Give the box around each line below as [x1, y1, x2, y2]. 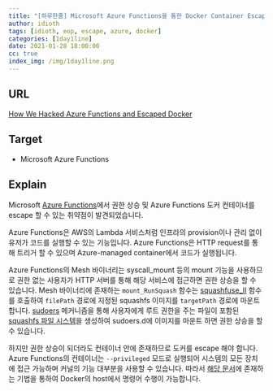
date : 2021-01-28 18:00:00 [8, 42, 100, 50]
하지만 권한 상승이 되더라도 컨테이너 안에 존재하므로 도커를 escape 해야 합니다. [8, 343, 258, 354]
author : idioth [8, 20, 60, 28]
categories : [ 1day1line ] [8, 34, 93, 43]
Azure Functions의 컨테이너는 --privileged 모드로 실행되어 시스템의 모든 [8, 354, 244, 363]
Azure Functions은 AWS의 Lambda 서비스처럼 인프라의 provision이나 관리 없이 [8, 228, 262, 237]
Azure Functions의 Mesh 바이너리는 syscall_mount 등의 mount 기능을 [8, 265, 235, 275]
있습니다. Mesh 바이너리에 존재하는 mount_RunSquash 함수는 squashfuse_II [8, 285, 247, 295]
